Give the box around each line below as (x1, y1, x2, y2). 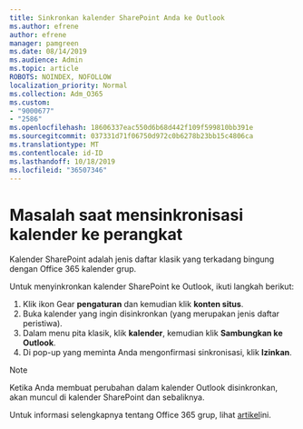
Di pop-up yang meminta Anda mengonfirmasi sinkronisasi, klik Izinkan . (22, 347, 292, 358)
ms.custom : (9, 97, 51, 107)
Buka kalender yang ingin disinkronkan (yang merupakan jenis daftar (22, 308, 279, 319)
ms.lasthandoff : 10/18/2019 (9, 156, 116, 166)
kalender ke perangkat (9, 224, 183, 244)
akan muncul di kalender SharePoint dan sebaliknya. (9, 392, 205, 403)
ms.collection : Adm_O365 (9, 89, 103, 98)
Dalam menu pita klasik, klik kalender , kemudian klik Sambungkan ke (22, 328, 283, 339)
